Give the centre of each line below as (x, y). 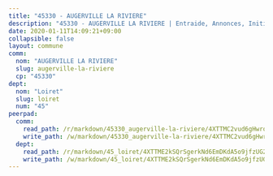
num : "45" (32, 106)
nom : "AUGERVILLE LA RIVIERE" (67, 62)
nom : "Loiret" (39, 91)
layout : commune (36, 46)
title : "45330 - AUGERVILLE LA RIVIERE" (78, 16)
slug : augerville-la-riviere (65, 69)
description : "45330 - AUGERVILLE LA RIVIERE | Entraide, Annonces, (127, 24)
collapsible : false (41, 39)
